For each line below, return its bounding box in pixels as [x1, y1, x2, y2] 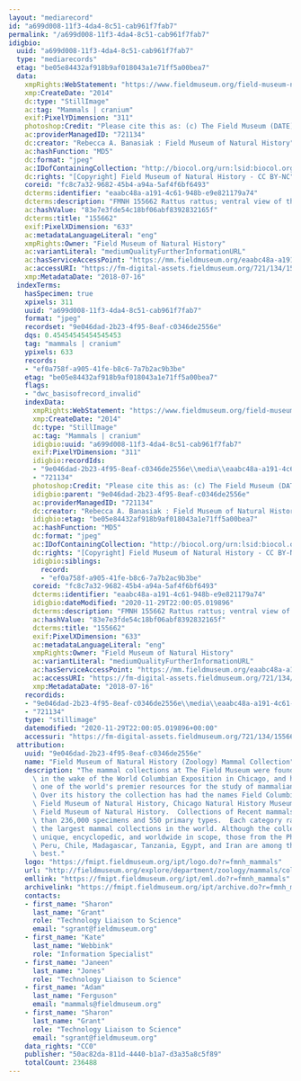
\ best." [31, 849, 66, 859]
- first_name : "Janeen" [24, 958, 114, 967]
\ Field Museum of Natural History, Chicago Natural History [31, 800, 267, 809]
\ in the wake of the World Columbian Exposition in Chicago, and [31, 774, 287, 783]
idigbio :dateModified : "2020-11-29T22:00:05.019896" [31, 599, 235, 608]
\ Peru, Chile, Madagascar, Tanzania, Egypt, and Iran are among [31, 841, 282, 850]
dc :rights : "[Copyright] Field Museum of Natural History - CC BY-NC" [24, 172, 295, 181]
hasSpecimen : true [24, 289, 93, 298]
